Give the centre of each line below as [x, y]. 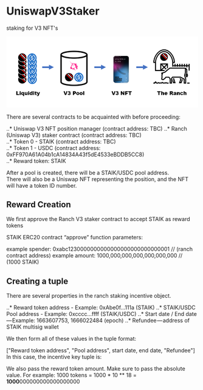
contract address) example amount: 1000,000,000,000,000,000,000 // [95, 256]
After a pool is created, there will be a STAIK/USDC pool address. [88, 173]
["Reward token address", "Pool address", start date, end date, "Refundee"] [101, 351]
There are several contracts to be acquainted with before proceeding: [93, 117]
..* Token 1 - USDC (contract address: [53, 148]
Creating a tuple [37, 281]
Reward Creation [39, 204]
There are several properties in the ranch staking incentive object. [89, 296]
